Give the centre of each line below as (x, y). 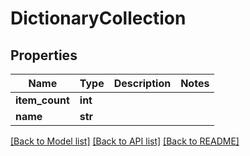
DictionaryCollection (98, 18)
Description (142, 83)
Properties (44, 55)
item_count (42, 100)
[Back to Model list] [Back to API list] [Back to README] (125, 141)
